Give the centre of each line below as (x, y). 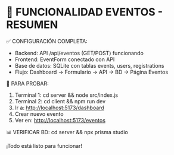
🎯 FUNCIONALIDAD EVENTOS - (84, 12)
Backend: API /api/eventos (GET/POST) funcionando (79, 53)
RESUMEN (32, 25)
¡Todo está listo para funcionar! (44, 145)
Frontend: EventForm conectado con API (65, 59)
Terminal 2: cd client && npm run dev (60, 101)
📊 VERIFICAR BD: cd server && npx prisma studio (67, 132)
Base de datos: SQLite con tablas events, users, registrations (89, 65)
